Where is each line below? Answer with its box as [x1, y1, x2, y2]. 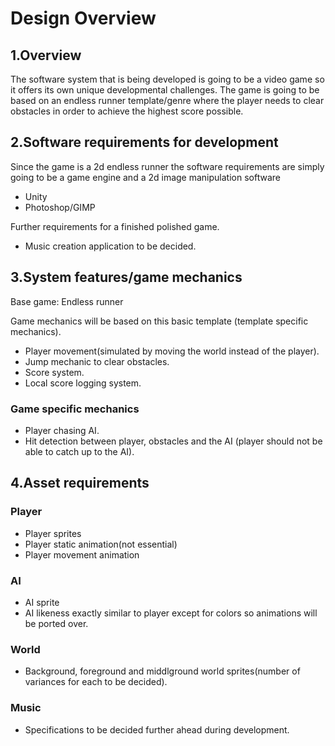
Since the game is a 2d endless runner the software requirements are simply [10, 160, 325, 172]
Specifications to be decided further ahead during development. [24, 723, 290, 736]
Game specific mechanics [10, 402, 140, 416]
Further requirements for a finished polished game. [10, 220, 220, 232]
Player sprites [24, 527, 82, 539]
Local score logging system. [24, 377, 142, 389]
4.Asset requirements [10, 475, 150, 492]
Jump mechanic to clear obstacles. [24, 355, 170, 367]
